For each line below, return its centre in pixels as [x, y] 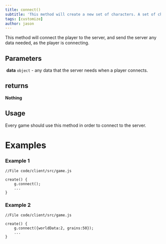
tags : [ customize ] [24, 19]
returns [17, 86]
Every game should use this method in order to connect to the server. [76, 125]
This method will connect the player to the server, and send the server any [81, 38]
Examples [26, 145]
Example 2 [18, 205]
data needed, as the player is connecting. [47, 43]
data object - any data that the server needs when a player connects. [77, 70]
